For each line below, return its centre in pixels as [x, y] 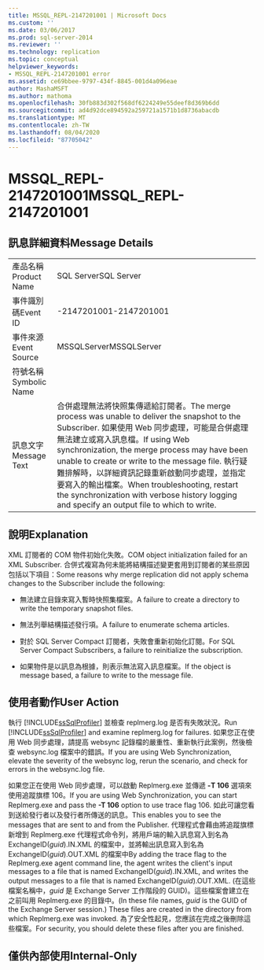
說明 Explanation [48, 535]
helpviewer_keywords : [44, 67]
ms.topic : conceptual [44, 60]
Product [27, 276]
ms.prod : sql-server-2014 [50, 37]
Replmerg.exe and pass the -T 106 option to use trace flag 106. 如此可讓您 [128, 805]
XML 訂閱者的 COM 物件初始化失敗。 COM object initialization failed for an [128, 555]
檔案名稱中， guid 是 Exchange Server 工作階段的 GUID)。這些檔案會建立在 [129, 891]
